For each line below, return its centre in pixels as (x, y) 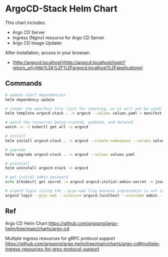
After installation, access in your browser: (48, 53)
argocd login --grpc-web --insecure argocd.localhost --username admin (81, 195)
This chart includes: (25, 23)
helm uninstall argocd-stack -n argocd (47, 168)
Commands (24, 83)
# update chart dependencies (35, 95)
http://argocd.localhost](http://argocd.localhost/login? (70, 62)
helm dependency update (30, 100)
